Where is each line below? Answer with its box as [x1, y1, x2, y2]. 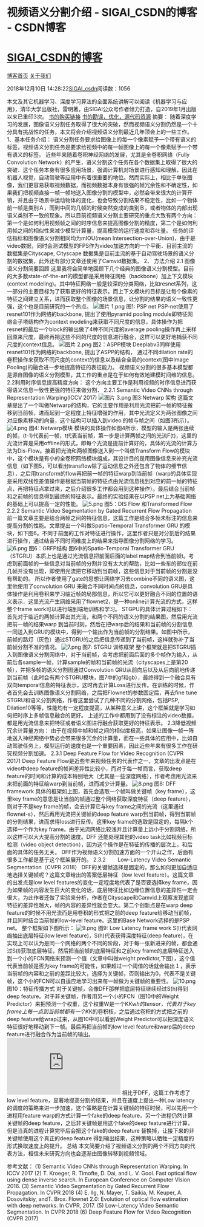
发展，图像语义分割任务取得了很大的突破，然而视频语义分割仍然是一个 [17, 121, 192, 128]
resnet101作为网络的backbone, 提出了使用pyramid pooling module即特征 [7, 310, 188, 318]
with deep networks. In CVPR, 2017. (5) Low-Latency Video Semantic [7, 1202, 179, 1209]
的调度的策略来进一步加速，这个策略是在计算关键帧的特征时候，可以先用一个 [7, 1104, 198, 1112]
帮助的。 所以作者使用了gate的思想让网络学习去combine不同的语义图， [12, 575, 190, 583]
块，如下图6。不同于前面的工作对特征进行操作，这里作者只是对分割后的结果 [7, 530, 196, 537]
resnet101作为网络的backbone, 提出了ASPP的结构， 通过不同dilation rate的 [7, 349, 193, 356]
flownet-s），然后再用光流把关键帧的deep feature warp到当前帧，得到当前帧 [7, 810, 196, 818]
